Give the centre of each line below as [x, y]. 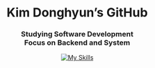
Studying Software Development [77, 34]
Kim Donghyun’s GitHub [77, 13]
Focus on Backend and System [77, 43]
